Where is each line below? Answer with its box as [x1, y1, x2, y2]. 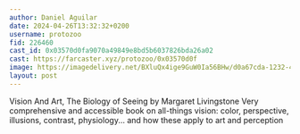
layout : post [9, 71, 58, 80]
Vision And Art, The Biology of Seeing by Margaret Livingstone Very [9, 96, 259, 106]
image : [9, 63, 34, 72]
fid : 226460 [9, 38, 54, 47]
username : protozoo [9, 29, 82, 38]
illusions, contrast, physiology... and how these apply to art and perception [9, 114, 284, 125]
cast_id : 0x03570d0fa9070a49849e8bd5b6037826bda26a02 [9, 46, 214, 55]
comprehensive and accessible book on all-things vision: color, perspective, [9, 105, 289, 116]
